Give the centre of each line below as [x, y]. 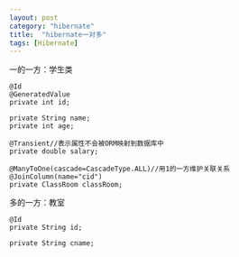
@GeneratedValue [40, 95]
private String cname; [52, 243]
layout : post [34, 18]
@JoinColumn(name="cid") [56, 177]
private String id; [46, 228]
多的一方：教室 [37, 203]
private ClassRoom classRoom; [66, 185]
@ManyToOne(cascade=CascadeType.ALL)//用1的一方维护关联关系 [119, 169]
